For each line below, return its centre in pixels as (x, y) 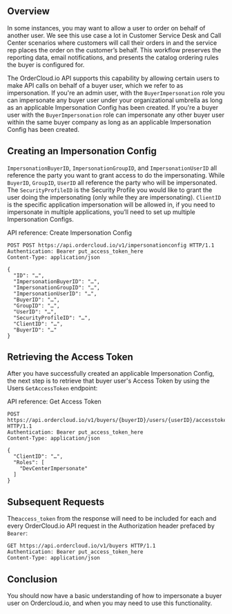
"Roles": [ (29, 463)
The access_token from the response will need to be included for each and (112, 519)
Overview (29, 11)
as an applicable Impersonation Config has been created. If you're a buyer (113, 107)
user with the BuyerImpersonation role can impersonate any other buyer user (116, 115)
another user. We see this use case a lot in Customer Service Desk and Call (114, 35)
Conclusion (32, 579)
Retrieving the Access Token (70, 357)
